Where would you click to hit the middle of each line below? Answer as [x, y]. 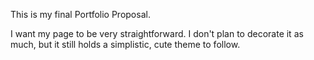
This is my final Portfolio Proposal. [80, 14]
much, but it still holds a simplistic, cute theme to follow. [125, 44]
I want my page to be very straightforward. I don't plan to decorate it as [157, 33]
